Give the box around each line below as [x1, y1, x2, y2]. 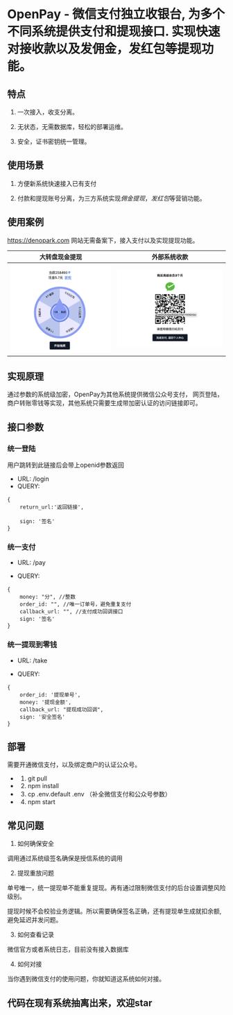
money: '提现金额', [19, 699, 71, 706]
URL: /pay [17, 558, 46, 567]
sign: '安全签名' [19, 713, 66, 720]
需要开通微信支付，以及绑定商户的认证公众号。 [7, 760, 141, 769]
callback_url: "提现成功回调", [19, 706, 104, 713]
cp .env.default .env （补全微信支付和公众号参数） [27, 790, 171, 799]
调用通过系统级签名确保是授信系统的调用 [7, 854, 123, 862]
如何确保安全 [17, 839, 54, 848]
